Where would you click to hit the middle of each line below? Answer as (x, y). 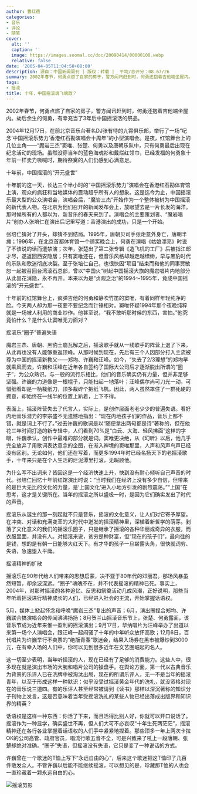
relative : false (31, 60)
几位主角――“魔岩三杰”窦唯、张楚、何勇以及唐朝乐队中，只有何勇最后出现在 (98, 145)
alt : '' (21, 45)
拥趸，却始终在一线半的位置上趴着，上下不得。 (62, 396)
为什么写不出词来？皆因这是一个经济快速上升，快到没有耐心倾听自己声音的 (96, 472)
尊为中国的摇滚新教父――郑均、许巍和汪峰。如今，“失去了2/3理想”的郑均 (95, 359)
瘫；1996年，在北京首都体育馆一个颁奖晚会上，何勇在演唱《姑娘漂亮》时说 (97, 241)
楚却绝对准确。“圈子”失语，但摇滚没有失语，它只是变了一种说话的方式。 (93, 745)
